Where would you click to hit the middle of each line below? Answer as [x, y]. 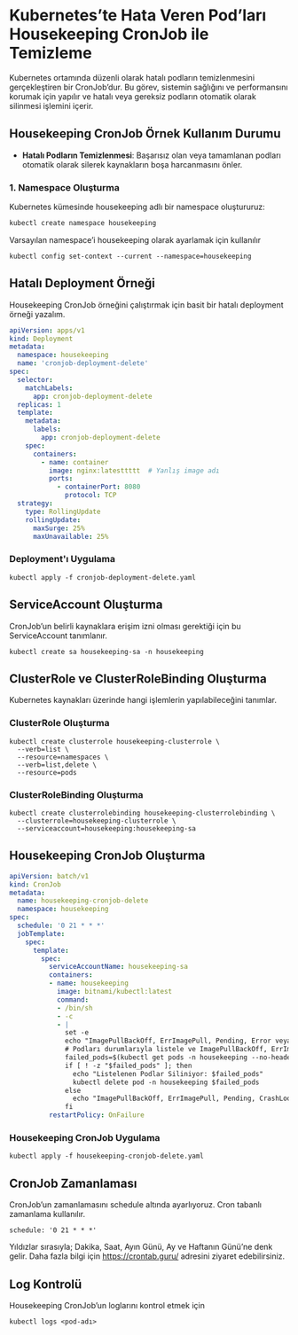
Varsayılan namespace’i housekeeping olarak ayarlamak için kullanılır [135, 239]
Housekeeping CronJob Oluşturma [107, 856]
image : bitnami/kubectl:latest [114, 992]
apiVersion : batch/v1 [49, 876]
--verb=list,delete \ [57, 765]
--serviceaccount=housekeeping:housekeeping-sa [107, 829]
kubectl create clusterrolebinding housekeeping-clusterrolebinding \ [142, 813]
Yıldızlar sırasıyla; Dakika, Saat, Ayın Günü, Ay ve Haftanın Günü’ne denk [141, 1247]
